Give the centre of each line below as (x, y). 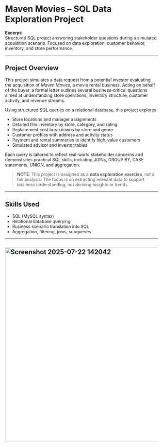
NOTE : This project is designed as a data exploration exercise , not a (86, 174)
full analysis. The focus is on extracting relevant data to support (81, 179)
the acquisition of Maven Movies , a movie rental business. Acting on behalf (80, 85)
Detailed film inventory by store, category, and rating (65, 124)
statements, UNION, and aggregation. (42, 165)
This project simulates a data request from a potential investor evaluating (78, 80)
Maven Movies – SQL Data (58, 9)
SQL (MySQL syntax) (33, 216)
